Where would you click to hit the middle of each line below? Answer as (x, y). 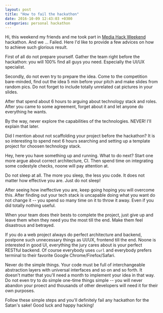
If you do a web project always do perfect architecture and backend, (73, 235)
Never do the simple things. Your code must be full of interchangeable (75, 265)
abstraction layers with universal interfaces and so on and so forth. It (74, 270)
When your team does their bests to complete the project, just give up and (79, 215)
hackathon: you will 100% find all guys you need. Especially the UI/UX (75, 62)
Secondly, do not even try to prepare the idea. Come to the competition (76, 76)
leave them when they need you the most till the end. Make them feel (74, 220)
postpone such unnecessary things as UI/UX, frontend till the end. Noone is (81, 240)
